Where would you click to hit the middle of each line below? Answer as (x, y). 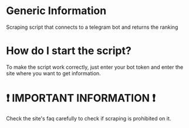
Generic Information (56, 11)
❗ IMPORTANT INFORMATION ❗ (81, 98)
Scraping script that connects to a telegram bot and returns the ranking (92, 27)
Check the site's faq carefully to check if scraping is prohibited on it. (89, 118)
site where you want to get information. (53, 73)
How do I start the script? (69, 51)
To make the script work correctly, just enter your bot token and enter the (95, 67)
